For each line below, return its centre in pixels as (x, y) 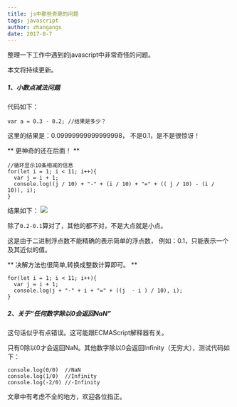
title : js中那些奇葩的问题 (43, 14)
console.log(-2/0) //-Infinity (54, 383)
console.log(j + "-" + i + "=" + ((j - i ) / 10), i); (98, 291)
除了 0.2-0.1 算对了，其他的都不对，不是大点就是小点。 (87, 226)
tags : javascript (33, 21)
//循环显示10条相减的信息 (40, 165)
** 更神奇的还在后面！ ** (43, 151)
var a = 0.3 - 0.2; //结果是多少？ (57, 121)
